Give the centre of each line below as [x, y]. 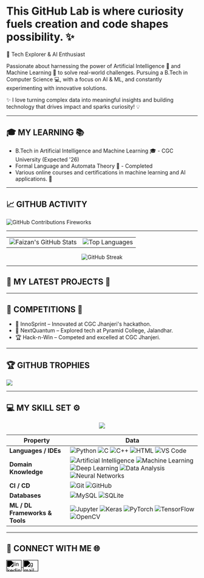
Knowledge [26, 472]
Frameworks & [31, 513]
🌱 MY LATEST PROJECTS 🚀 [59, 282]
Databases [25, 495]
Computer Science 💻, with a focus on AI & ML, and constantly [84, 79]
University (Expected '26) [47, 159]
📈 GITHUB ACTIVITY [47, 205]
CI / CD [20, 486]
